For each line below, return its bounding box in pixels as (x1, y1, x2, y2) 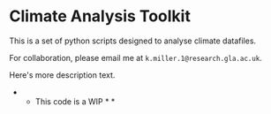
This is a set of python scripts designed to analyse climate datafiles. (9, 35, 257, 46)
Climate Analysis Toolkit (9, 6, 192, 27)
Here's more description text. (9, 69, 116, 80)
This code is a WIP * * (34, 95, 116, 107)
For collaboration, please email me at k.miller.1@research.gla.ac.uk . (9, 52, 263, 63)
